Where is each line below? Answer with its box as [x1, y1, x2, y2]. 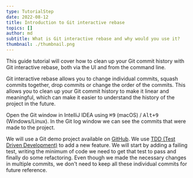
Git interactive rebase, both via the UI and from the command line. [6, 63, 166, 70]
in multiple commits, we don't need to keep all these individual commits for [6, 160, 187, 167]
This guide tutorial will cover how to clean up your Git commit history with [6, 57, 184, 65]
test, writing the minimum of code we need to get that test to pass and [6, 147, 177, 155]
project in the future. [6, 100, 56, 107]
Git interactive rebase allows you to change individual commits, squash [6, 75, 178, 82]
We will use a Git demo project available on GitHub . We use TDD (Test [6, 135, 175, 142]
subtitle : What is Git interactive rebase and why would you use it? [6, 36, 181, 42]
